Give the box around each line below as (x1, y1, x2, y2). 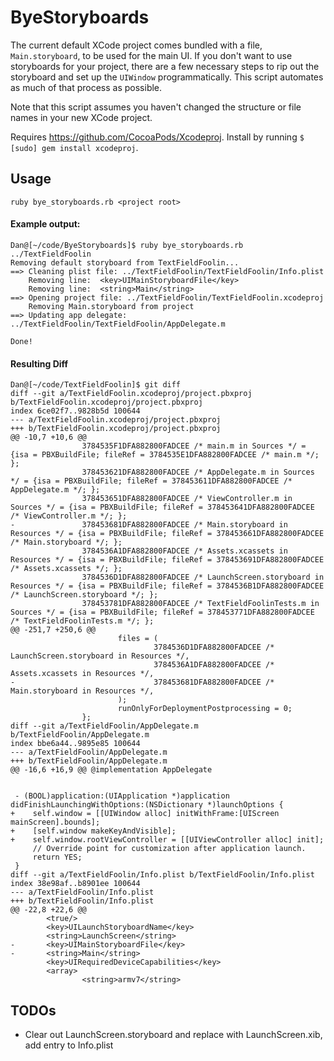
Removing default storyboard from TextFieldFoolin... (10, 257, 240, 268)
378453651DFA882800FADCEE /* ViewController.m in (81, 494, 293, 504)
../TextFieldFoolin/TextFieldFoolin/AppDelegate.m (10, 319, 226, 329)
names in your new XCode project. (10, 111, 153, 123)
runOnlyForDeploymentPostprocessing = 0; (117, 704, 293, 714)
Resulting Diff (10, 357, 69, 370)
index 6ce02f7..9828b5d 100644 (10, 406, 141, 416)
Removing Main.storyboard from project (28, 301, 195, 311)
